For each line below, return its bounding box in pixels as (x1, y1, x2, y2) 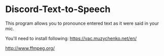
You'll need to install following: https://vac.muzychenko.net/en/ (5, 35, 137, 41)
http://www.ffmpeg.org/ (5, 45, 55, 51)
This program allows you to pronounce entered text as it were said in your (5, 20, 159, 26)
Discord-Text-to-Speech (5, 4, 111, 15)
